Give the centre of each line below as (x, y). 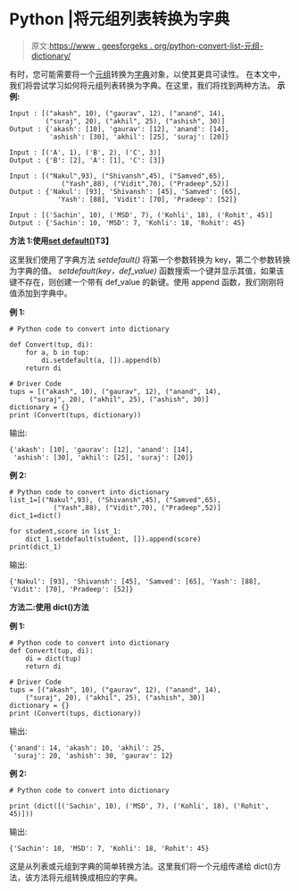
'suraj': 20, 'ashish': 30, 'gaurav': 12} (93, 756)
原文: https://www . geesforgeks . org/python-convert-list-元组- (147, 46)
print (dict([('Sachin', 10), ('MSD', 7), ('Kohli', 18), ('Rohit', (139, 806)
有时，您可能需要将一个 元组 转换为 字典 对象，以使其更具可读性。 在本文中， (147, 74)
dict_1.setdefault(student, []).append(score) (113, 539)
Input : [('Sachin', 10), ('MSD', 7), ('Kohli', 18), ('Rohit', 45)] (141, 215)
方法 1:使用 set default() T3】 (62, 240)
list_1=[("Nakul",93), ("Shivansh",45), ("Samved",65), (115, 500)
